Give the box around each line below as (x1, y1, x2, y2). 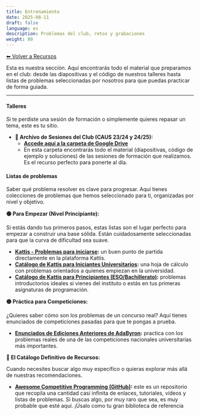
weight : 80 (6, 36, 33, 42)
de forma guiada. (6, 83, 48, 90)
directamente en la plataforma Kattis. (14, 254, 106, 262)
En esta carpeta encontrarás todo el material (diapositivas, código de (23, 146, 193, 154)
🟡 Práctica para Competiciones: (6, 298, 88, 305)
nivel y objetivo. (6, 198, 45, 205)
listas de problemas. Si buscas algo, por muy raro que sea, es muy (14, 396, 179, 403)
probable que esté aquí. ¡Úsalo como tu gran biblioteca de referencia (14, 402, 184, 410)
